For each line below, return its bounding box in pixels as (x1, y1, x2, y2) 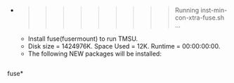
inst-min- (200, 6, 228, 14)
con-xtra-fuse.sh (174, 13, 225, 22)
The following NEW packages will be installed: (27, 49, 162, 58)
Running (174, 6, 200, 14)
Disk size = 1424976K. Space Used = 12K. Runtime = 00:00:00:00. (27, 42, 221, 50)
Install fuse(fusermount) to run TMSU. (27, 34, 138, 43)
